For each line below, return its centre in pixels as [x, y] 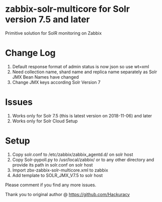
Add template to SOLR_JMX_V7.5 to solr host [57, 175]
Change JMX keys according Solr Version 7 [56, 82]
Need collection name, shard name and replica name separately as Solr [85, 72]
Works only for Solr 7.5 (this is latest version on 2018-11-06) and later [82, 115]
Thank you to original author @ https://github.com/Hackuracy [67, 194]
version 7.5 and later [48, 19]
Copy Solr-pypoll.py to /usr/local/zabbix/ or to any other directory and [83, 159]
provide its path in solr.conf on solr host [52, 165]
